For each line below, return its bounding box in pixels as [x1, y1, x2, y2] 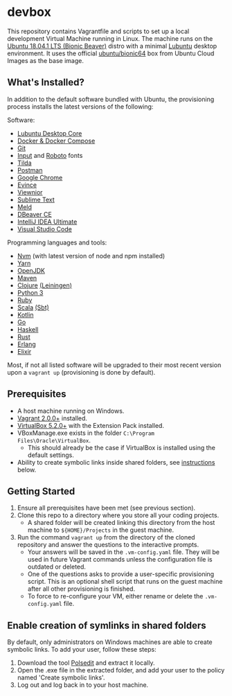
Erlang [17, 340, 36, 348]
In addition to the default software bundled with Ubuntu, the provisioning [7, 95, 215, 103]
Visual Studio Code [17, 224, 73, 233]
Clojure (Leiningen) [17, 281, 73, 289]
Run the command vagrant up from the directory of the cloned [17, 533, 195, 542]
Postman [17, 166, 43, 174]
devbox [7, 4, 52, 20]
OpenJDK [17, 266, 46, 274]
